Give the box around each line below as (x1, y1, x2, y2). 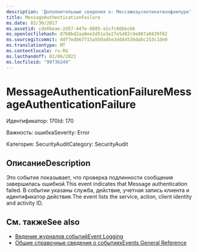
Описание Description (6, 158, 91, 168)
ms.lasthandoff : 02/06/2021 (6, 53, 77, 59)
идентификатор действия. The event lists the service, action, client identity (6, 193, 192, 200)
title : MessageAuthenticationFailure (6, 14, 101, 20)
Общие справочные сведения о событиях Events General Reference (14, 239, 187, 247)
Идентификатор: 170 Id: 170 (6, 118, 74, 125)
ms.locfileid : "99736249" (6, 59, 71, 65)
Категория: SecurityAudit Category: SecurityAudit (6, 140, 128, 148)
